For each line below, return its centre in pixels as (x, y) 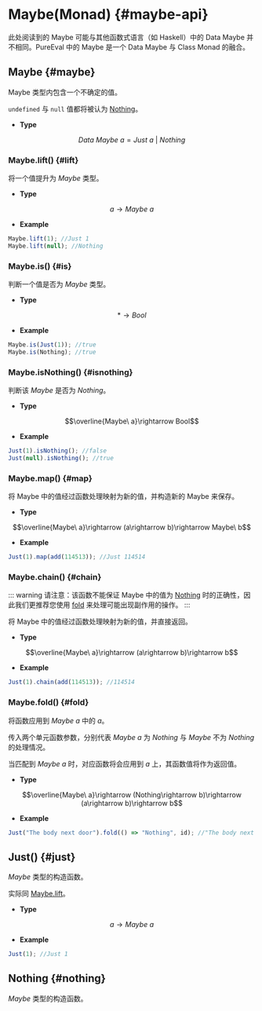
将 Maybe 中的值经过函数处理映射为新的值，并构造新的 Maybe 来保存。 (124, 496)
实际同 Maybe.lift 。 (39, 894)
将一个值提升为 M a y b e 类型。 (56, 178)
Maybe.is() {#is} (40, 266)
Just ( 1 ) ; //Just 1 (38, 954)
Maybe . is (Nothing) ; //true (52, 352)
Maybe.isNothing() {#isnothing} (71, 372)
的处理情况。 (29, 747)
